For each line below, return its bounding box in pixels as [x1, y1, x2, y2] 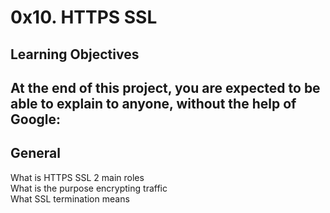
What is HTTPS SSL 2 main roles [10, 171, 145, 183]
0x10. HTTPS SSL [10, 6, 158, 29]
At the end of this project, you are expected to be [10, 79, 321, 96]
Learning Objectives [10, 46, 140, 63]
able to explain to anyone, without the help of [10, 95, 297, 112]
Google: [10, 111, 62, 128]
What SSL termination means [10, 192, 130, 205]
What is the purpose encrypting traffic [10, 182, 168, 194]
